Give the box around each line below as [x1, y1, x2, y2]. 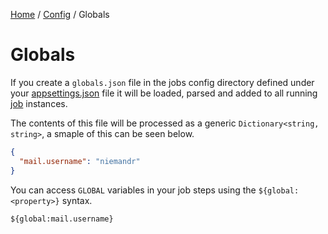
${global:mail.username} [10, 214, 114, 224]
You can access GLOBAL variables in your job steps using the [10, 184, 257, 196]
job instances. [10, 97, 68, 109]
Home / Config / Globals [10, 9, 110, 20]
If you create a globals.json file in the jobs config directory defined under [10, 76, 315, 88]
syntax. [61, 194, 93, 206]
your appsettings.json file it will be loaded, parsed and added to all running [10, 87, 318, 99]
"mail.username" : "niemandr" [19, 156, 141, 166]
